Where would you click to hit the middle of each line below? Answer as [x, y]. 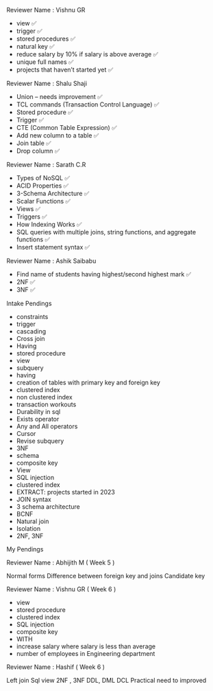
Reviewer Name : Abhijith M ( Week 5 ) [61, 562]
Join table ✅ [34, 143]
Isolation [28, 528]
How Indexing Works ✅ [49, 224]
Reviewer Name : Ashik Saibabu [51, 261]
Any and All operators [47, 426]
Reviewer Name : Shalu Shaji [47, 83]
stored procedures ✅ [46, 39]
